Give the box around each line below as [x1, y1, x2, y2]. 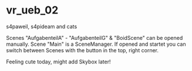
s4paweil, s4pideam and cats [6, 23, 78, 30]
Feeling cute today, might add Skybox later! [6, 58, 111, 65]
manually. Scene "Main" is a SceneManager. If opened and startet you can [6, 40, 186, 48]
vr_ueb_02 [6, 4, 59, 17]
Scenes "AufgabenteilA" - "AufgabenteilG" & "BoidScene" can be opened [6, 34, 183, 41]
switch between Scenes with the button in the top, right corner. [6, 46, 159, 53]
